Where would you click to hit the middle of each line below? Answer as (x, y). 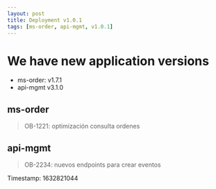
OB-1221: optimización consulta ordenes (82, 126)
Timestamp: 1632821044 (43, 178)
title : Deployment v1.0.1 (44, 20)
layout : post (26, 14)
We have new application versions (108, 61)
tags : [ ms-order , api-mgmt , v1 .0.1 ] (60, 26)
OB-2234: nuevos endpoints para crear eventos (92, 165)
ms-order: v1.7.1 (40, 80)
